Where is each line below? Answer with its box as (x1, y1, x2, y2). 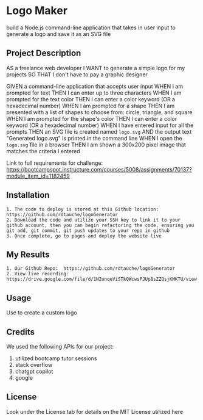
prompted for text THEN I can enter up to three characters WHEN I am (6, 89, 182, 96)
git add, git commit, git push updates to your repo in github (6, 227, 170, 234)
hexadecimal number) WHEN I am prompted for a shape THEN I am (6, 102, 175, 109)
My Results (6, 249, 50, 259)
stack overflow (15, 361, 53, 368)
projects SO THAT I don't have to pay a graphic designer (6, 71, 148, 78)
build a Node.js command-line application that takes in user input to (6, 24, 176, 31)
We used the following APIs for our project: (6, 343, 114, 350)
